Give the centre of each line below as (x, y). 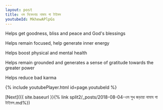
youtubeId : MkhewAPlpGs (30, 19)
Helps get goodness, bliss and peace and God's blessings (65, 34)
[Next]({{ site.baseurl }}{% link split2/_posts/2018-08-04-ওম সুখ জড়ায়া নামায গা (81, 97)
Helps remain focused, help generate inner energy (57, 43)
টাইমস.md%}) (18, 103)
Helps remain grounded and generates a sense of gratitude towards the (79, 63)
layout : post (19, 10)
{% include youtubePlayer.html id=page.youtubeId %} (61, 87)
